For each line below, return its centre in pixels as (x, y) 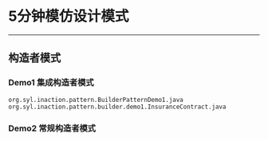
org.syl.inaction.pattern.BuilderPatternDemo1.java (96, 100)
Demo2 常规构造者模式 (52, 128)
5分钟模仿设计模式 (69, 16)
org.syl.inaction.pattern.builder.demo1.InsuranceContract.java (117, 107)
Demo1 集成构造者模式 (51, 83)
